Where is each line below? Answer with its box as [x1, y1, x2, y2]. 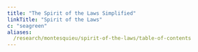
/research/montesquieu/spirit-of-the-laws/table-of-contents [13, 35, 192, 42]
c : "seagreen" [7, 22, 48, 29]
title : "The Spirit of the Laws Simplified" [7, 9, 136, 17]
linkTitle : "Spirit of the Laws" [7, 16, 103, 23]
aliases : [7, 28, 32, 36]
